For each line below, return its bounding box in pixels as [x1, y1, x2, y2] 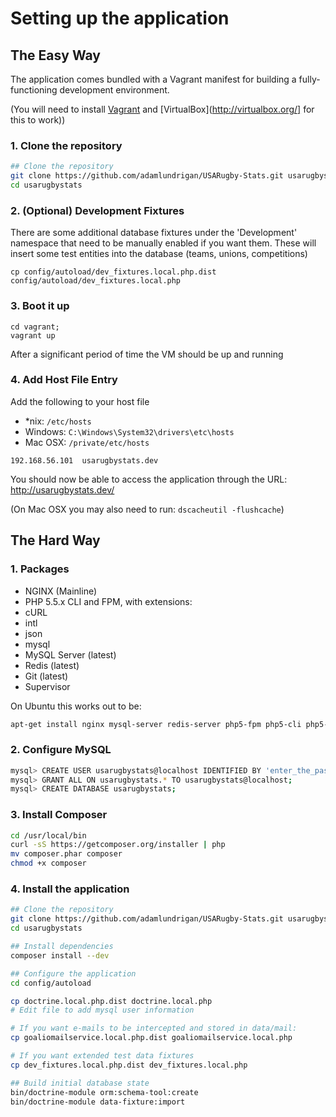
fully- [298, 73, 321, 85]
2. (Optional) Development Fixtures [10, 203, 185, 217]
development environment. [59, 84, 170, 96]
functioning [10, 84, 58, 96]
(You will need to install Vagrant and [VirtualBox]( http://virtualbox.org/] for [10, 103, 315, 115]
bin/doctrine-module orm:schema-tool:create [10, 1087, 199, 1097]
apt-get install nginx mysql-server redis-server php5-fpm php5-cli [10, 719, 302, 729]
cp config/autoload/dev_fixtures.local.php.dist [10, 267, 217, 277]
